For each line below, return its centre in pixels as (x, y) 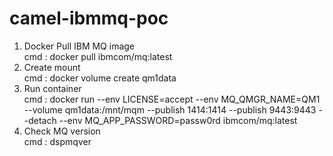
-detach (40, 120)
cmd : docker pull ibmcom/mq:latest (98, 56)
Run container (52, 88)
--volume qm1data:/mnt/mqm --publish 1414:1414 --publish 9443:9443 (170, 109)
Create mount (52, 67)
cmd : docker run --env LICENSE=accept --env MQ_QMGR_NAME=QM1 (172, 99)
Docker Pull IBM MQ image (79, 46)
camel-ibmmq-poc (89, 18)
